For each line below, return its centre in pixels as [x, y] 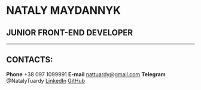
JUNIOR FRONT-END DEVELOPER [70, 33]
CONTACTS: [30, 60]
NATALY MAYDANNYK [63, 10]
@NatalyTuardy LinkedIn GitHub [46, 80]
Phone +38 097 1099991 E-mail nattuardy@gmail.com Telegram [86, 74]
